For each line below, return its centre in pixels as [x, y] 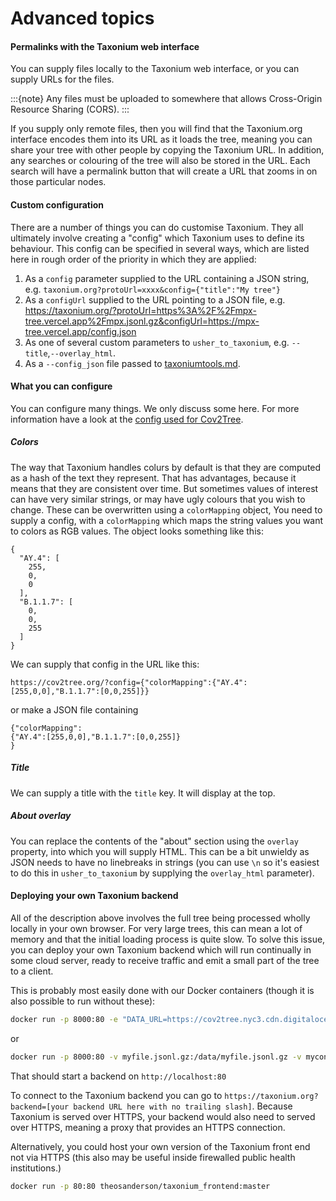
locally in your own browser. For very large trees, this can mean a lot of [156, 928]
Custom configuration [57, 204]
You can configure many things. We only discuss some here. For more [155, 408]
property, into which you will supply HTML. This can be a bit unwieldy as [160, 851]
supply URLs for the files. [62, 79]
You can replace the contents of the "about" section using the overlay [154, 841]
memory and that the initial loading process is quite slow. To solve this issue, [168, 939]
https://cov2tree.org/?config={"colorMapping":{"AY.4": [129, 682]
